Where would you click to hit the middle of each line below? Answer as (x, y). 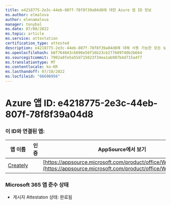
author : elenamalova (27, 19)
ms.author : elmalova (27, 15)
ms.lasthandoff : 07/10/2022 (35, 72)
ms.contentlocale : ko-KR (32, 67)
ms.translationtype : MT (31, 62)
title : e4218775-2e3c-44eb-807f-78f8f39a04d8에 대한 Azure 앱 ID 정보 (78, 10)
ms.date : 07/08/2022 (27, 29)
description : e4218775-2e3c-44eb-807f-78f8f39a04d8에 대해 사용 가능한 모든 (83, 48)
